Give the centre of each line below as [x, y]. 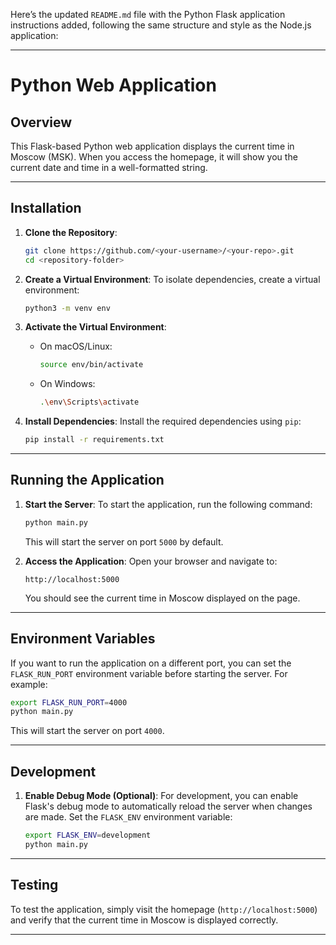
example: [29, 684]
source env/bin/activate [91, 365]
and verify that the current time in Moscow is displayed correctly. [144, 920]
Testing [34, 885]
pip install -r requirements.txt [94, 440]
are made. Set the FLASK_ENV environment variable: [128, 817]
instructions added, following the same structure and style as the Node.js [161, 25]
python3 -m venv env [67, 308]
